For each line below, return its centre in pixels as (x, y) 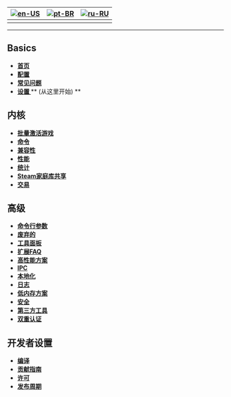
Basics (22, 48)
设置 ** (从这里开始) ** (49, 91)
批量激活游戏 (35, 133)
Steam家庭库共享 (42, 176)
